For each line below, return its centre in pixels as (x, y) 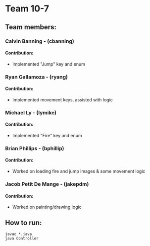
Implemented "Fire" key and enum (47, 135)
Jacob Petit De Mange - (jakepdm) (47, 184)
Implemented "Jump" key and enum (49, 64)
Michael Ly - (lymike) (31, 112)
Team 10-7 (27, 9)
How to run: (24, 222)
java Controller (22, 239)
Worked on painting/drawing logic (47, 207)
